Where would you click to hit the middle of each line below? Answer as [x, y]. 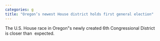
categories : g [20, 10]
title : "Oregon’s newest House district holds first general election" [79, 14]
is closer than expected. [30, 33]
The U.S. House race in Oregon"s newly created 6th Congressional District [80, 28]
